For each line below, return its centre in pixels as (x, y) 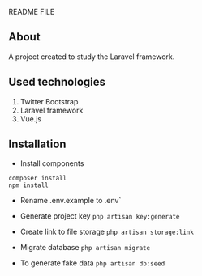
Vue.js (31, 119)
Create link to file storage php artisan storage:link (107, 232)
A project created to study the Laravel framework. (92, 57)
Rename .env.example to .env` (71, 201)
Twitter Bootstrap (49, 101)
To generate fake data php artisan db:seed (92, 263)
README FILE (32, 12)
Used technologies (57, 82)
